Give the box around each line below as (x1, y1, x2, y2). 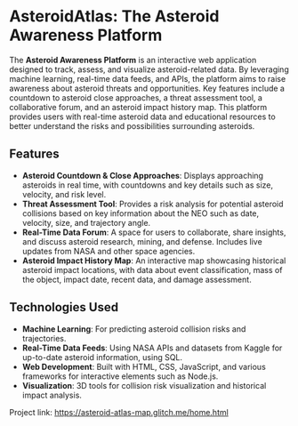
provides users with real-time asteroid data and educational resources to (9, 111, 276, 122)
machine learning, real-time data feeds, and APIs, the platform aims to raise (9, 73, 286, 84)
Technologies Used (9, 300, 118, 315)
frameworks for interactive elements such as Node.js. (21, 371, 219, 382)
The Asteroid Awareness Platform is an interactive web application (9, 54, 257, 65)
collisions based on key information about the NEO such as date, (21, 207, 260, 219)
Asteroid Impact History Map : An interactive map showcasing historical (21, 255, 286, 266)
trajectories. (21, 333, 67, 343)
